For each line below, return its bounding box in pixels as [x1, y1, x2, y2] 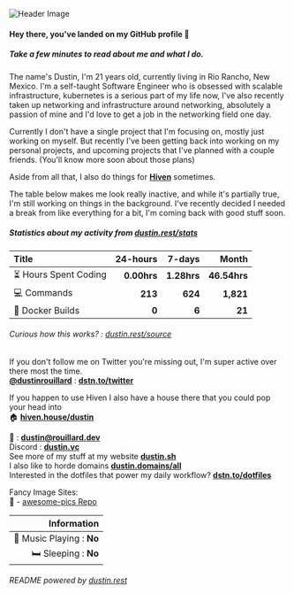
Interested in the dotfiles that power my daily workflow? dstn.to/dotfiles [9, 469, 272, 480]
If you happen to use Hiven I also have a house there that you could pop [9, 392, 271, 403]
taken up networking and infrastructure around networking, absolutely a [9, 99, 271, 110]
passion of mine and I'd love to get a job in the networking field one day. [9, 109, 272, 120]
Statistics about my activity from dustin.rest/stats [9, 228, 199, 238]
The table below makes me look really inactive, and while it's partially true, [9, 189, 280, 199]
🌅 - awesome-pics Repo [9, 496, 97, 506]
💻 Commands [13, 286, 73, 298]
